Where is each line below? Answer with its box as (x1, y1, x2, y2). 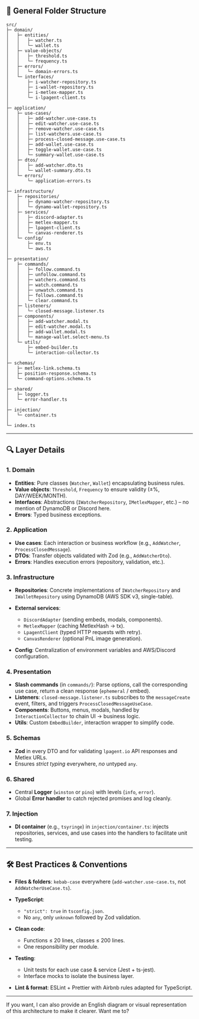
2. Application (6, 526, 47, 534)
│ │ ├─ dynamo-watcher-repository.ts (6, 199, 110, 205)
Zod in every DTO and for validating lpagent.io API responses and (14, 747, 178, 754)
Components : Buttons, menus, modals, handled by (14, 706, 140, 714)
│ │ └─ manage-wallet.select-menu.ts (6, 334, 110, 340)
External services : (14, 604, 61, 612)
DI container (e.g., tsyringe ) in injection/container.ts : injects (14, 823, 169, 830)
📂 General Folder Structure (6, 6, 107, 16)
